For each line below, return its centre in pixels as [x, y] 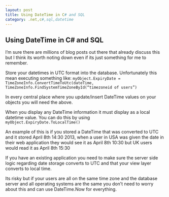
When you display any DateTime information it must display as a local [78, 112]
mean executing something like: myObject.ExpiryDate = [63, 78]
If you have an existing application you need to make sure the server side [82, 158]
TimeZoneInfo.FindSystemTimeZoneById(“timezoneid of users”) [71, 88]
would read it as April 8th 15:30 [38, 148]
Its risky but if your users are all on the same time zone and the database [81, 179]
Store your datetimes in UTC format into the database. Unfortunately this [81, 73]
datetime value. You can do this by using [48, 118]
